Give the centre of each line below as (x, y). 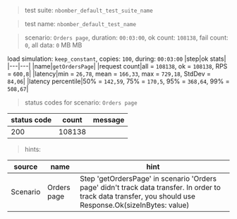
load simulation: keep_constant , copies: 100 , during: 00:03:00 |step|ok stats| (117, 59)
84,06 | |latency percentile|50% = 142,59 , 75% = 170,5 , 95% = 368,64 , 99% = (119, 81)
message (109, 120)
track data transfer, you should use (138, 196)
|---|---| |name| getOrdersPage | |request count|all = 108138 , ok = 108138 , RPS (117, 66)
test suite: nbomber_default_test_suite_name (89, 10)
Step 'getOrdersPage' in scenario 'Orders (148, 178)
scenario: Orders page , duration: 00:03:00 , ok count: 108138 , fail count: (126, 37)
